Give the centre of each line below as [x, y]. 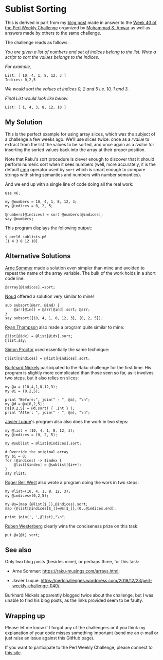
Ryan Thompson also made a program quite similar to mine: [65, 327]
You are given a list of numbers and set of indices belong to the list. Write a [81, 52]
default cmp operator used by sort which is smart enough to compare [75, 169]
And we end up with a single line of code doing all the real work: [69, 184]
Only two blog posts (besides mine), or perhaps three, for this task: [72, 562]
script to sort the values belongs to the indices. [52, 57]
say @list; [16, 473]
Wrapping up [25, 616]
